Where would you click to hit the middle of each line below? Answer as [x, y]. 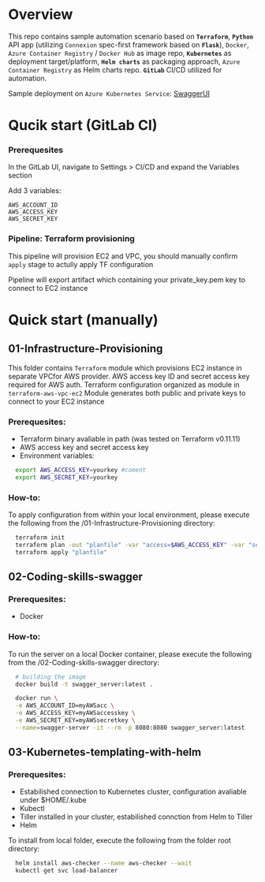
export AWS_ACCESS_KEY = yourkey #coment [81, 471]
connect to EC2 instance [48, 288]
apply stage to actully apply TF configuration [81, 264]
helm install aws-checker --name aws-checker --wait [104, 863]
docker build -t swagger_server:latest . [84, 684]
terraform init [40, 538]
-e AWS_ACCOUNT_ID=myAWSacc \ [65, 706]
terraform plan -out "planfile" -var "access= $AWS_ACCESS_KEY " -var [130, 545]
